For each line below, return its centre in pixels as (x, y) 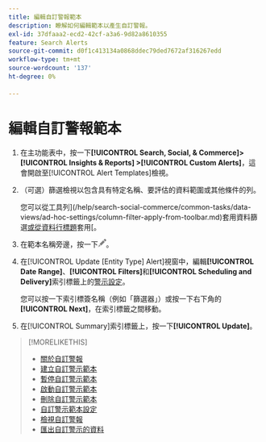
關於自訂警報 (61, 358)
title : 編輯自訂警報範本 (45, 17)
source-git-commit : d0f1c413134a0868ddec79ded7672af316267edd (115, 51)
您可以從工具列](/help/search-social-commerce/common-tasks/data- (135, 206)
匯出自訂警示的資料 (72, 429)
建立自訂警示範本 (69, 369)
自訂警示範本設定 (69, 409)
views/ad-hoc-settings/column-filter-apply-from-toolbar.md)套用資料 (135, 217)
